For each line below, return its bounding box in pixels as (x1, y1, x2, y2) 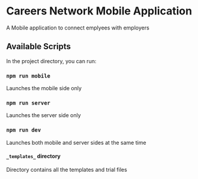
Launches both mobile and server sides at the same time (6, 139, 146, 146)
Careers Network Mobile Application (6, 4, 193, 18)
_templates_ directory (6, 153, 61, 160)
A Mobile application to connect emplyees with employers (6, 24, 150, 31)
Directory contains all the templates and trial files (6, 166, 127, 173)
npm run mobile (6, 72, 51, 79)
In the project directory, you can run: (6, 57, 97, 64)
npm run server (6, 99, 51, 106)
